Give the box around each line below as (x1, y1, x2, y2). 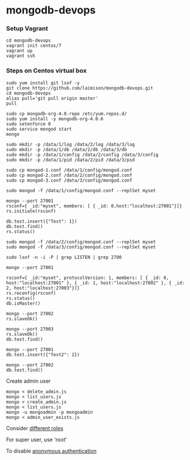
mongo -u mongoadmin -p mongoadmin (6, 409, 93, 415)
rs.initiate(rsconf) (6, 208, 57, 214)
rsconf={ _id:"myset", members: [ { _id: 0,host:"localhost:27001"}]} (6, 203, 182, 209)
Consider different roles (6, 424, 63, 431)
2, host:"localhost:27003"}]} (6, 285, 80, 291)
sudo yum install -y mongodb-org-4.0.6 (6, 115, 104, 122)
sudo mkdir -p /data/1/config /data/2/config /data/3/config (6, 152, 159, 158)
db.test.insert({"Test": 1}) (6, 218, 77, 224)
